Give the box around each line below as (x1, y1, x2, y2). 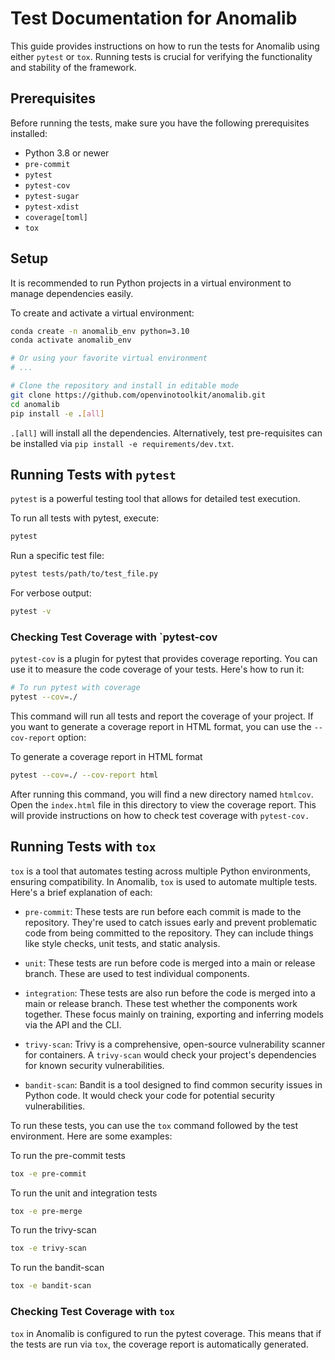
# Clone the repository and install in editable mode (10, 381, 240, 391)
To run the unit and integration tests (10, 1187, 158, 1199)
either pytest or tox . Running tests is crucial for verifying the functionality (10, 50, 313, 62)
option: (57, 732, 87, 744)
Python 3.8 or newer (24, 147, 110, 159)
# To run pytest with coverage (10, 683, 141, 693)
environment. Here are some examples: (10, 1130, 173, 1142)
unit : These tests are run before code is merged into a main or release (24, 957, 316, 969)
